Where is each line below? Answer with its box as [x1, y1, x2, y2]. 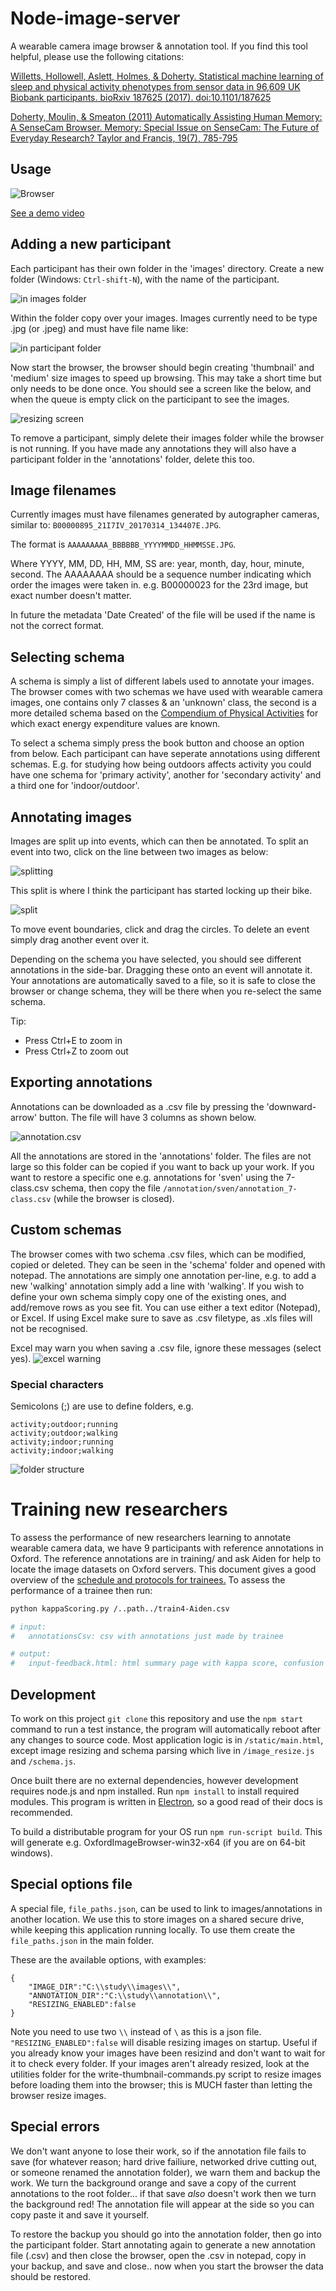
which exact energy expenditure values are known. [10, 718, 221, 730]
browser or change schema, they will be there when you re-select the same [10, 985, 322, 997]
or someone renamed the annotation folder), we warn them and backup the [10, 2166, 321, 2178]
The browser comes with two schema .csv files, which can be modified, [10, 1248, 307, 1260]
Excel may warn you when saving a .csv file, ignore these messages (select [10, 1342, 322, 1354]
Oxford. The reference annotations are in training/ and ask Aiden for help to [10, 1552, 322, 1564]
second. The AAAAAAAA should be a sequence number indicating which [10, 568, 312, 581]
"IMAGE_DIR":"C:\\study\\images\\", [28, 1982, 182, 1992]
